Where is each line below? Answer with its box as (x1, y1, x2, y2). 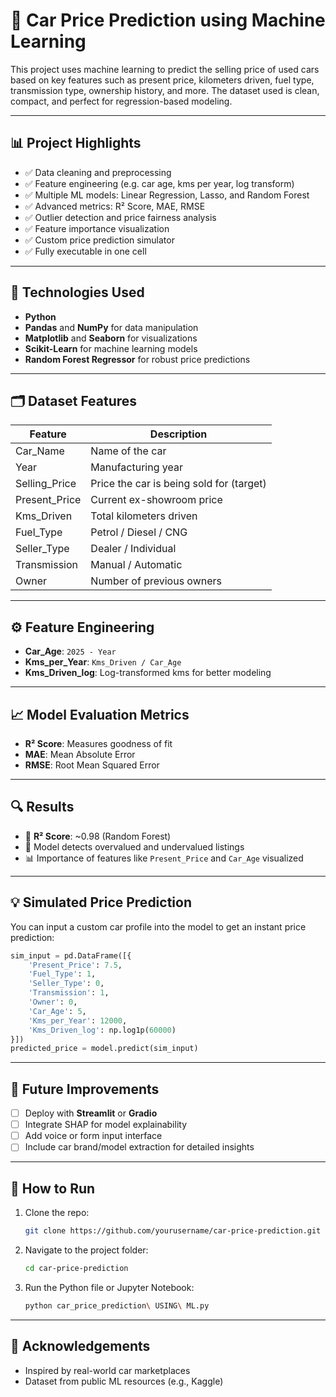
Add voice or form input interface (24, 1130, 163, 1142)
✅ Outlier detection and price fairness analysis (24, 211, 217, 223)
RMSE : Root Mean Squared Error (24, 759, 160, 771)
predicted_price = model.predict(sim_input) (10, 1044, 199, 1054)
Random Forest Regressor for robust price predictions (24, 353, 251, 365)
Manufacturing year (90, 460, 183, 474)
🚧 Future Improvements (10, 1080, 160, 1098)
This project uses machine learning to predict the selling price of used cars (10, 63, 320, 75)
